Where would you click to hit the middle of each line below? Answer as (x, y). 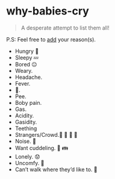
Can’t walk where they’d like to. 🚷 (56, 169)
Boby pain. (28, 102)
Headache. (29, 77)
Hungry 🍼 (27, 51)
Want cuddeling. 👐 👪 (42, 148)
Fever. (23, 83)
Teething (26, 128)
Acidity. (24, 115)
